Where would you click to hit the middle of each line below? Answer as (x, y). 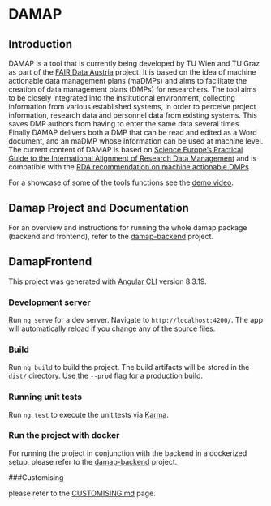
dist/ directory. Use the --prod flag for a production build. (105, 376)
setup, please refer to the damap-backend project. (93, 461)
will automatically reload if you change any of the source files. (112, 328)
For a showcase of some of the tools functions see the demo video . (121, 182)
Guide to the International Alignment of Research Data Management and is (133, 158)
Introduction (41, 44)
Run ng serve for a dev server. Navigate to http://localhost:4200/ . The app (136, 319)
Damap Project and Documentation (99, 208)
